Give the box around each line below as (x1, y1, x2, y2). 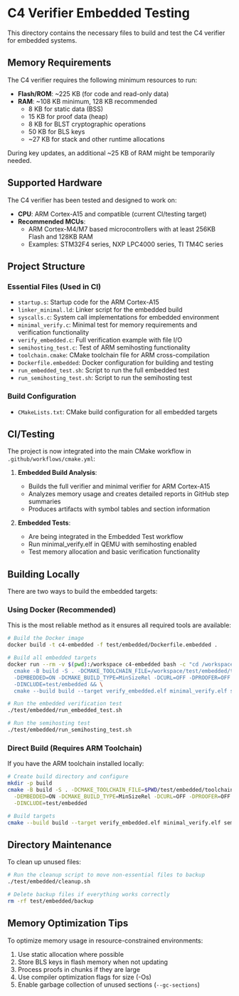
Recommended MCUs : (17, 217, 86, 226)
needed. (7, 156, 32, 164)
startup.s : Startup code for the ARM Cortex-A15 (17, 298, 160, 307)
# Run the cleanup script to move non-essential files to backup (7, 871, 205, 879)
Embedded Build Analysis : (17, 468, 97, 477)
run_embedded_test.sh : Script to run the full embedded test (17, 366, 190, 374)
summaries (28, 497, 61, 506)
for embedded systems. (7, 36, 78, 44)
